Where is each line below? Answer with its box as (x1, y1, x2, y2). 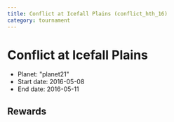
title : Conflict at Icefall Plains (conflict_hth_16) (7, 10, 168, 18)
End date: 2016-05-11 (17, 85, 79, 93)
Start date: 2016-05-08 (17, 78, 85, 86)
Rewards (7, 105, 47, 117)
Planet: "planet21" (17, 70, 70, 79)
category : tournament (7, 17, 71, 24)
